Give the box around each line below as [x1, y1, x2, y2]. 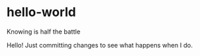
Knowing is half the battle [6, 27, 81, 36]
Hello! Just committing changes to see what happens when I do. [6, 41, 193, 49]
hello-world [6, 4, 77, 20]
